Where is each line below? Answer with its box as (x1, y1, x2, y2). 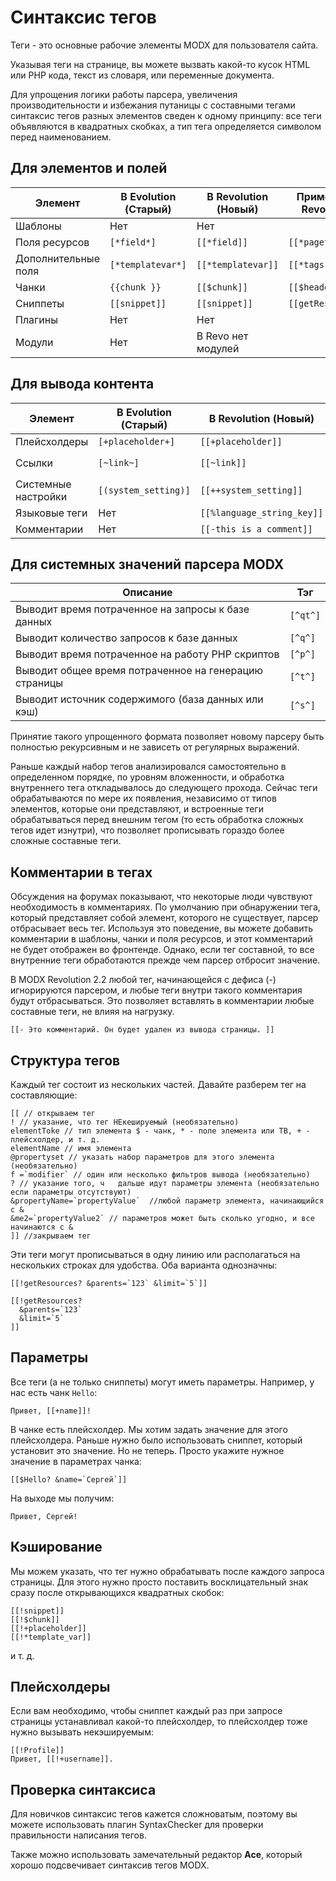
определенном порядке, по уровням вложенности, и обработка (10, 771, 285, 783)
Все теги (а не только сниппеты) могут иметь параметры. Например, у (10, 1376, 315, 1388)
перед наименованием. (10, 131, 112, 143)
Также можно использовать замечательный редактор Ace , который (10, 1849, 303, 1861)
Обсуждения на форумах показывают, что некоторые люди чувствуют (10, 891, 313, 903)
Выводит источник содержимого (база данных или (15, 692, 264, 706)
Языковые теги (15, 506, 88, 520)
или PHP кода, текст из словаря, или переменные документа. (10, 69, 275, 81)
